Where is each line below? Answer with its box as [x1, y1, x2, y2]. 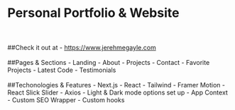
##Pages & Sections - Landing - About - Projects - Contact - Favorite [7, 58, 210, 66]
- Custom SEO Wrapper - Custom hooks [7, 95, 125, 104]
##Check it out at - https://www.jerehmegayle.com [7, 43, 156, 51]
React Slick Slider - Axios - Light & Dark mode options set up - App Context [7, 88, 229, 97]
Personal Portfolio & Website [7, 5, 180, 21]
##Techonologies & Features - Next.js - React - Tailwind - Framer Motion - [7, 80, 226, 89]
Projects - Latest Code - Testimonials [7, 66, 116, 74]
